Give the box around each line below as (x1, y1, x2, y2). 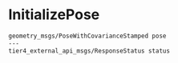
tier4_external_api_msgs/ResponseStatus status (8, 46, 171, 55)
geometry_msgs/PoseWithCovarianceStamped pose (8, 32, 167, 40)
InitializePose (8, 6, 100, 24)
